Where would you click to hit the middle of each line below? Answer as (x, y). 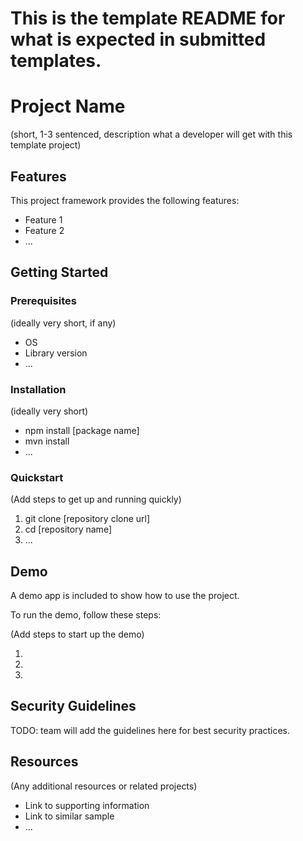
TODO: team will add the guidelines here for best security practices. (150, 730)
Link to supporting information (87, 805)
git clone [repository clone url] (87, 519)
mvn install (47, 441)
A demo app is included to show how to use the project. (125, 596)
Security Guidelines (73, 706)
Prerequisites (43, 301)
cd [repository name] (68, 529)
